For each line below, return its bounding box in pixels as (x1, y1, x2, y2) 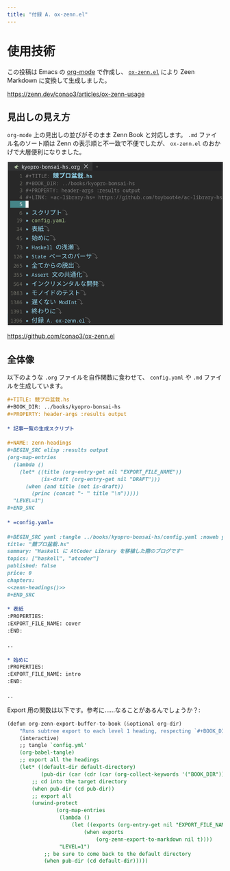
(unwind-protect (31, 800, 78, 807)
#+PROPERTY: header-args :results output (7, 410, 127, 417)
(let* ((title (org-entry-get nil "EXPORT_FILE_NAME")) (19, 468, 183, 476)
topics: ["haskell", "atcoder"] (7, 555, 99, 562)
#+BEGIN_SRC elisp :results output (7, 447, 109, 454)
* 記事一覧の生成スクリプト (7, 425, 75, 432)
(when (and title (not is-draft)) (25, 483, 125, 490)
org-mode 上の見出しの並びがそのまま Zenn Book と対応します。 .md (7, 131, 198, 139)
